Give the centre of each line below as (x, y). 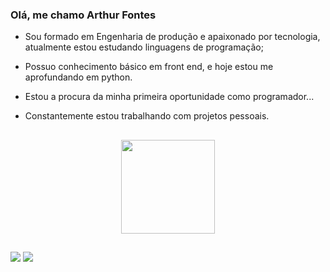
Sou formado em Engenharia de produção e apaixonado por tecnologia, (172, 37)
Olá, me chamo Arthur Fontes (83, 15)
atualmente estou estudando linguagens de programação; (144, 47)
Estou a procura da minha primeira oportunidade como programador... (169, 97)
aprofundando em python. (78, 77)
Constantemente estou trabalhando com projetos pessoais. (147, 116)
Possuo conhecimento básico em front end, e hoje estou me (149, 67)
